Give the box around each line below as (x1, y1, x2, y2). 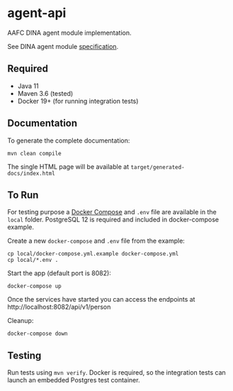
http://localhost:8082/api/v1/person (7, 303, 111, 312)
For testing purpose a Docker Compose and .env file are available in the (7, 208, 217, 216)
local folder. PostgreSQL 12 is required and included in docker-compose (7, 215, 220, 224)
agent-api (7, 5, 67, 21)
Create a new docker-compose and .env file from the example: (7, 236, 186, 246)
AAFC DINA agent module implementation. (7, 28, 132, 37)
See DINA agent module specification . (7, 42, 119, 50)
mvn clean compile (7, 150, 62, 157)
